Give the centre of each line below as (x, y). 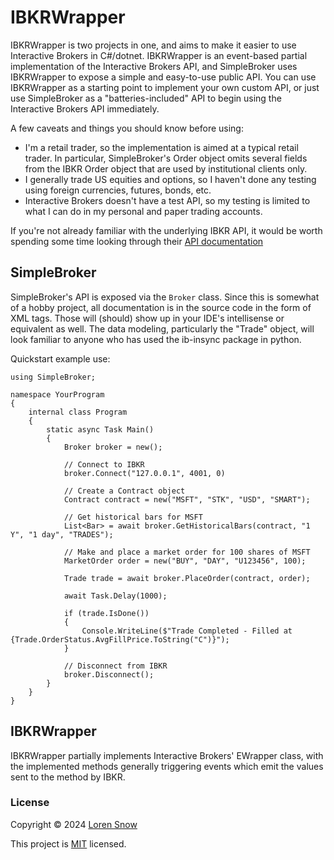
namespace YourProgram (57, 394)
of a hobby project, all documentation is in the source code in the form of (161, 307)
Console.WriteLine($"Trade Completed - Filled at (187, 631)
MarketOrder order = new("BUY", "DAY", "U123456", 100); (185, 561)
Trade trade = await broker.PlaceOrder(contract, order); (187, 578)
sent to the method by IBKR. (68, 777)
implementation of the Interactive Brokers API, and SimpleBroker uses (154, 66)
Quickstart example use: (60, 358)
